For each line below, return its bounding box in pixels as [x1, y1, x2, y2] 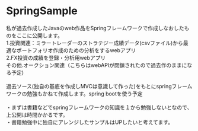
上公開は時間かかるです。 [6, 111, 68, 118]
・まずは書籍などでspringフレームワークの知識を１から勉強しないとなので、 [6, 104, 193, 111]
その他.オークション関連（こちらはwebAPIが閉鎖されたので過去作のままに [6, 61, 187, 69]
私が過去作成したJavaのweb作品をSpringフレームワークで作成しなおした [6, 24, 185, 31]
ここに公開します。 [16, 31, 63, 39]
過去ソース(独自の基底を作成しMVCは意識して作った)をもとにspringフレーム [6, 82, 193, 90]
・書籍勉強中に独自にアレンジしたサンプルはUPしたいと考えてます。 [6, 119, 174, 126]
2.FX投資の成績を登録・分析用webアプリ [6, 54, 106, 61]
